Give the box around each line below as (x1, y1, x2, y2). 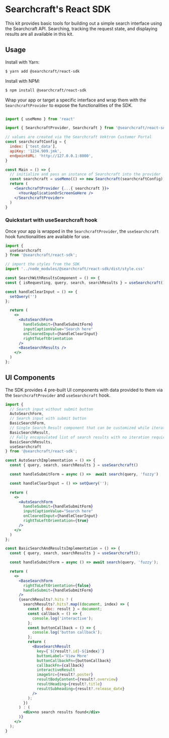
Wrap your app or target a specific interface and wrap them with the (5, 97, 146, 103)
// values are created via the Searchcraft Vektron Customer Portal (5, 135, 152, 140)
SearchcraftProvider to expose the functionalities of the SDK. (5, 102, 133, 108)
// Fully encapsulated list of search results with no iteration (10, 435, 150, 440)
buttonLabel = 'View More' (37, 653, 89, 658)
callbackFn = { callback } (37, 663, 84, 668)
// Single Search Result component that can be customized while (10, 426, 150, 431)
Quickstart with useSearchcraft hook (5, 217, 98, 224)
